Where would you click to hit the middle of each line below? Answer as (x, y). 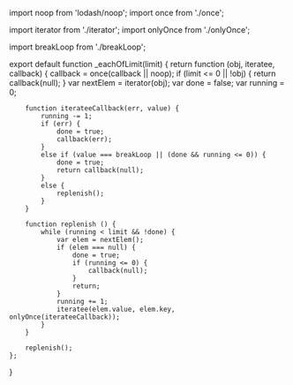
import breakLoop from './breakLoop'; (78, 47)
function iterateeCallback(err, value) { (102, 109)
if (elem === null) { (96, 247)
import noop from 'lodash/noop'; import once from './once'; (117, 13)
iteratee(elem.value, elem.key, (116, 309)
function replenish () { (71, 224)
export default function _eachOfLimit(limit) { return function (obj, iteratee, (142, 64)
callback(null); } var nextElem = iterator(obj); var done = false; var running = (147, 83)
